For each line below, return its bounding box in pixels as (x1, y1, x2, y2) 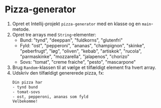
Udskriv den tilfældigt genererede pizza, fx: (12, 69, 105, 76)
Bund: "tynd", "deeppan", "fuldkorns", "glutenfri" (19, 37, 123, 43)
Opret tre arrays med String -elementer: (12, 31, 96, 38)
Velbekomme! (12, 99, 38, 104)
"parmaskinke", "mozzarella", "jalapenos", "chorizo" (19, 53, 130, 60)
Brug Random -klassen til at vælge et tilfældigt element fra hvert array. (12, 64, 156, 70)
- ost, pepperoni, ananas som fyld (12, 94, 89, 99)
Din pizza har (12, 80, 43, 85)
